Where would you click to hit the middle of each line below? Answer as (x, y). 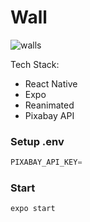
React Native (51, 83)
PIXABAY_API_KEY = (46, 162)
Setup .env (37, 141)
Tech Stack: (35, 64)
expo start (33, 209)
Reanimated (49, 105)
